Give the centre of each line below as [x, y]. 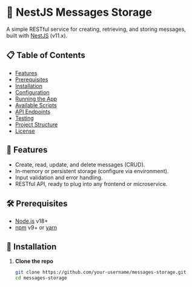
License [25, 131]
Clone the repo [34, 261]
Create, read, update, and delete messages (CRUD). [80, 164]
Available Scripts [36, 105]
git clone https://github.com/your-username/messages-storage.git [101, 272]
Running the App [36, 99]
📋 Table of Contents [46, 55]
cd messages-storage [41, 278]
